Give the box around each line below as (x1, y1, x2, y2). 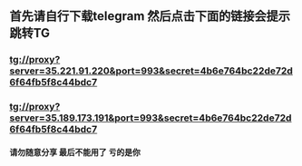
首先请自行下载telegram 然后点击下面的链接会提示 (9, 8, 291, 24)
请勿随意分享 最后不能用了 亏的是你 (9, 146, 141, 157)
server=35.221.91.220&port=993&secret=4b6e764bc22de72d (9, 64, 293, 77)
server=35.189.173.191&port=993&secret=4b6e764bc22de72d (9, 112, 292, 124)
